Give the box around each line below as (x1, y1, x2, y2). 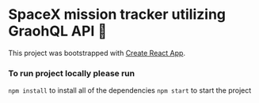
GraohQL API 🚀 (8, 22, 108, 40)
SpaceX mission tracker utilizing (8, 6, 227, 24)
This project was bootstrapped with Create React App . (8, 48, 186, 57)
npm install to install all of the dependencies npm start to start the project (8, 86, 252, 95)
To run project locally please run (8, 68, 135, 79)
